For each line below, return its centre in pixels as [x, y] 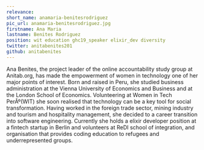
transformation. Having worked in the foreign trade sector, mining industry [100, 108]
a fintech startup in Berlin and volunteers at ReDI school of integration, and [100, 127]
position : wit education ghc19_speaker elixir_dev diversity [86, 40]
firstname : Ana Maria [34, 29]
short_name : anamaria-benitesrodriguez [57, 18]
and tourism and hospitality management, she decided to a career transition [102, 114]
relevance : [20, 12]
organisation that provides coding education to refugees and [83, 134]
